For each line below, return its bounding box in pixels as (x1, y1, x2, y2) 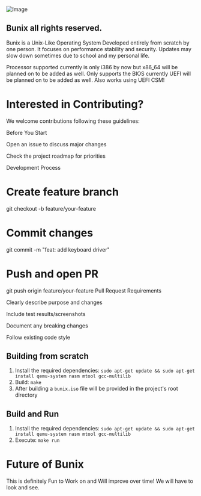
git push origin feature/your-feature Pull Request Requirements (6, 287, 162, 294)
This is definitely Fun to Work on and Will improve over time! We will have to (6, 477, 194, 485)
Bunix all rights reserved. (6, 23, 103, 33)
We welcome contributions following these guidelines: (6, 117, 140, 125)
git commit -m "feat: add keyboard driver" (6, 246, 110, 253)
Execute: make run (14, 436, 60, 444)
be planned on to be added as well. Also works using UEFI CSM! (6, 76, 165, 84)
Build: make (14, 379, 42, 386)
